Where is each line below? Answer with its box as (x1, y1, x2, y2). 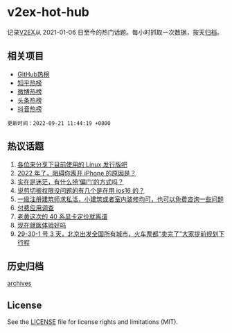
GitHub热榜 (17, 70, 50, 78)
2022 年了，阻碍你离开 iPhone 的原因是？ (17, 169, 136, 177)
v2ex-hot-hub (7, 4, 90, 20)
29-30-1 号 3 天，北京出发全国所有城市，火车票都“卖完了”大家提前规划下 (17, 230, 225, 238)
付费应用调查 (17, 203, 54, 212)
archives (7, 279, 32, 288)
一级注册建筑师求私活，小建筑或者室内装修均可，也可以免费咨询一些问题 (17, 195, 224, 203)
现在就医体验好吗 (17, 221, 66, 229)
